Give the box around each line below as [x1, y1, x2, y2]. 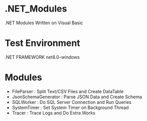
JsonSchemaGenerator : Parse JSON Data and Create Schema [12, 94, 142, 100]
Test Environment [5, 37, 81, 49]
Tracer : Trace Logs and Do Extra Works [12, 109, 96, 116]
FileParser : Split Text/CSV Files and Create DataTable [12, 88, 124, 94]
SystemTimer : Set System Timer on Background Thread [12, 104, 129, 110]
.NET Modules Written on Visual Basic [5, 20, 84, 26]
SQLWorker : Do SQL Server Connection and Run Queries [12, 99, 132, 105]
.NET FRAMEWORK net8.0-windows [5, 54, 80, 60]
